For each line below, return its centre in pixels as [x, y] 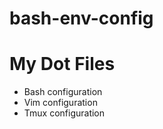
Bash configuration [63, 92]
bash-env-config [81, 18]
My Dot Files [62, 64]
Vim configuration [60, 103]
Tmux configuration [64, 113]
